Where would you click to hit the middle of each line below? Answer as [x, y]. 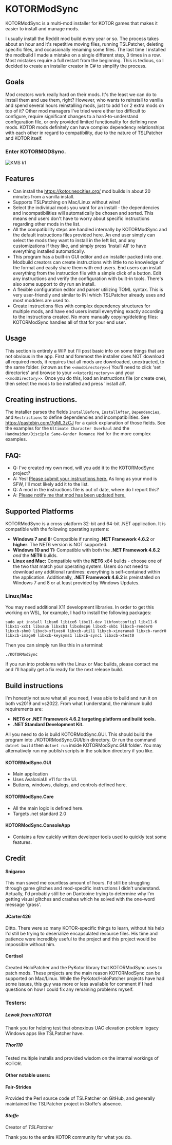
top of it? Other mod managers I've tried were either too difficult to [76, 110]
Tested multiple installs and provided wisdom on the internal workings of [82, 1058]
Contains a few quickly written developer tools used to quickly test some [90, 837]
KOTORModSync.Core [30, 797]
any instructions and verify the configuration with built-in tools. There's [88, 279]
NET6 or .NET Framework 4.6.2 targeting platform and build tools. [84, 719]
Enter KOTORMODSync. [36, 151]
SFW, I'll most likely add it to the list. [51, 484]
